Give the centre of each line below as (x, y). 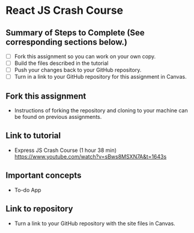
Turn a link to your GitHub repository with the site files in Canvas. (95, 223)
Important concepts (44, 176)
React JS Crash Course (65, 11)
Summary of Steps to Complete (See (75, 33)
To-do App (28, 190)
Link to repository (39, 209)
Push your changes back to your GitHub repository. (78, 70)
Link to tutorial (33, 136)
